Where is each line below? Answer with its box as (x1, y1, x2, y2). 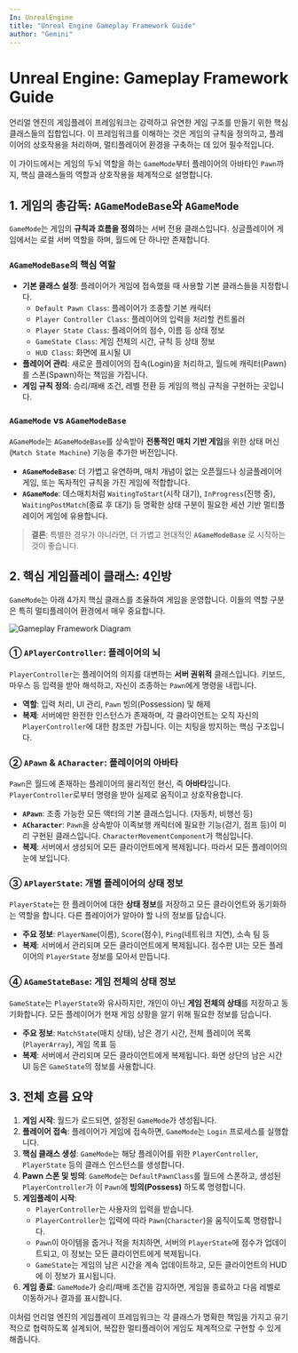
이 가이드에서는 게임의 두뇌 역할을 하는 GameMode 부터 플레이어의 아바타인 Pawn (9, 158, 278, 169)
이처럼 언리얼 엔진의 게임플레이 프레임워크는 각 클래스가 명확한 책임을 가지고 (9, 1311, 272, 1322)
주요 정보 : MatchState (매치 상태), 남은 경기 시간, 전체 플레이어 (21, 1028, 235, 1038)
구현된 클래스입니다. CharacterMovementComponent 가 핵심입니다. (31, 830, 254, 841)
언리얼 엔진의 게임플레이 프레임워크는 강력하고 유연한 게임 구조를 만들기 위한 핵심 (9, 117, 289, 128)
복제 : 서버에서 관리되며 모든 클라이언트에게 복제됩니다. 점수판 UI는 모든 (21, 940, 267, 951)
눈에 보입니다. (21, 853, 71, 863)
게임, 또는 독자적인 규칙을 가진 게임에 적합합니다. (21, 476, 191, 487)
